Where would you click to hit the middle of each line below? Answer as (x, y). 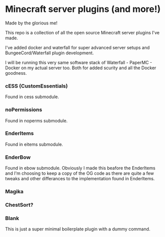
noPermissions (24, 110)
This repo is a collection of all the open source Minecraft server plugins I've (82, 32)
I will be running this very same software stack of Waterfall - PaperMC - (79, 62)
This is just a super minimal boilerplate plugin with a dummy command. (78, 229)
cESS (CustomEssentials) (37, 86)
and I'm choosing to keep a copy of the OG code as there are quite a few (80, 173)
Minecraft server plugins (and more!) (83, 9)
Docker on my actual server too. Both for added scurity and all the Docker (81, 68)
